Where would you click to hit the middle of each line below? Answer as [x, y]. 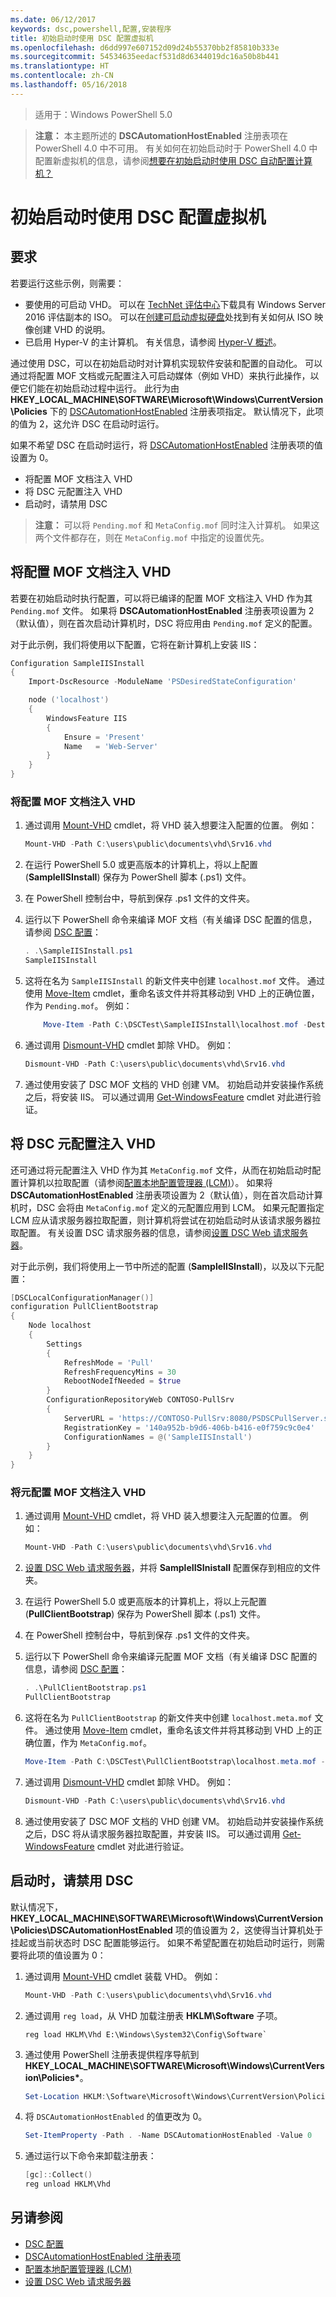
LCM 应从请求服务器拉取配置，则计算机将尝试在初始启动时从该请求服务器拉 [166, 1220]
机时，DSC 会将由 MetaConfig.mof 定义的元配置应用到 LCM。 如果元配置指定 [167, 1207]
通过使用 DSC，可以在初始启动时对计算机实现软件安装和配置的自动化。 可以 [166, 363]
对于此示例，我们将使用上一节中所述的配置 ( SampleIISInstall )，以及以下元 [163, 1266]
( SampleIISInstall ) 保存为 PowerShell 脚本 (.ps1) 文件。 [138, 877]
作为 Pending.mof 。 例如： [78, 1005]
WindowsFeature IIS [87, 718]
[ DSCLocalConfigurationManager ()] [82, 1297]
